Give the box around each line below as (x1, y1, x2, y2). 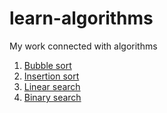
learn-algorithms (9, 7, 154, 30)
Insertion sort (23, 70, 80, 82)
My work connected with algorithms (9, 40, 158, 52)
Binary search (23, 91, 82, 103)
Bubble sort (23, 59, 72, 71)
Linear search (23, 80, 81, 92)
